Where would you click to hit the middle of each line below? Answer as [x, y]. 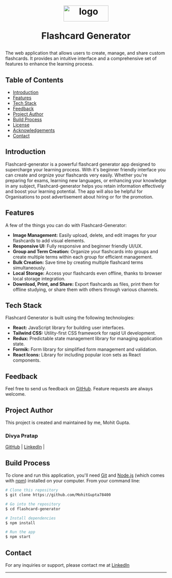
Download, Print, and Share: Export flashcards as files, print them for [86, 284]
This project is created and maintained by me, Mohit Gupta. [68, 423]
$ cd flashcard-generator [33, 509]
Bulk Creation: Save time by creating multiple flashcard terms [78, 262]
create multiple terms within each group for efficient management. [83, 257]
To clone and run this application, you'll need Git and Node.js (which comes [85, 475]
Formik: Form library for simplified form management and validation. [85, 349]
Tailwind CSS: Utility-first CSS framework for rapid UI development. [84, 333]
